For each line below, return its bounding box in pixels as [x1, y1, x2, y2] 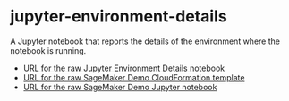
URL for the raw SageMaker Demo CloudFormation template [22, 72, 245, 82]
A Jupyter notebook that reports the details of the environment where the [10, 36, 281, 46]
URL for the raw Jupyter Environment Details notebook [22, 63, 225, 73]
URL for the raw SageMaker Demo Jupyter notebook [22, 81, 217, 92]
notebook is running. [10, 45, 87, 55]
